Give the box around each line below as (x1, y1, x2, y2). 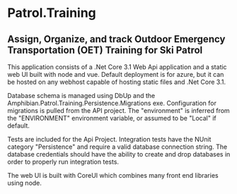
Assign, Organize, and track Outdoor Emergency (7, 33, 226, 45)
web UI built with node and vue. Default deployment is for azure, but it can (7, 71, 224, 78)
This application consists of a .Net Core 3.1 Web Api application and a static (7, 63, 228, 71)
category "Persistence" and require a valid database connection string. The (7, 143, 228, 151)
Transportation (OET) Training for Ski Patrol (7, 44, 203, 56)
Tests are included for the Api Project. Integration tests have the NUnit (7, 135, 212, 143)
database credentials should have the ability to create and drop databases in (7, 150, 231, 158)
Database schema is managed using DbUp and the (7, 92, 156, 99)
